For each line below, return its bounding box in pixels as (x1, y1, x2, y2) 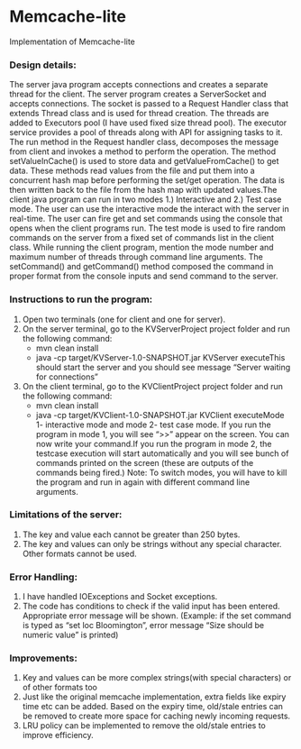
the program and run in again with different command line (35, 476, 251, 488)
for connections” (35, 371, 99, 382)
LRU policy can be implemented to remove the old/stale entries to (22, 720, 266, 731)
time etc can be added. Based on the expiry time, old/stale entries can (22, 701, 284, 712)
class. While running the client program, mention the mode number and (9, 242, 274, 253)
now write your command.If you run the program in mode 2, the (35, 438, 272, 449)
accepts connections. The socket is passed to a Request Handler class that (9, 98, 289, 109)
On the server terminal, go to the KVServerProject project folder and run (22, 323, 290, 334)
